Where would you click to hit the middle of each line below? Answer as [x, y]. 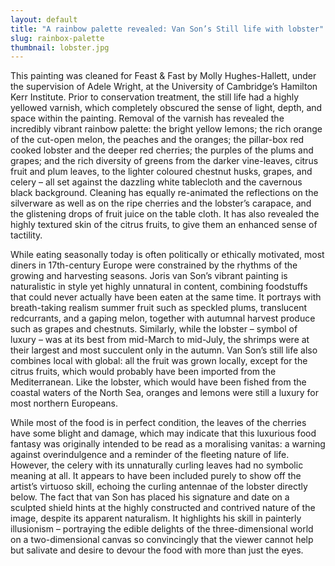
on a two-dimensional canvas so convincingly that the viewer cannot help [162, 540]
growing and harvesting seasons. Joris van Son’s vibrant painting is [149, 276]
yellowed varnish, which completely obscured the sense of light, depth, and [166, 108]
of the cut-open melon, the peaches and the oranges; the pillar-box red [157, 140]
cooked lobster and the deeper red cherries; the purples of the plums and [162, 150]
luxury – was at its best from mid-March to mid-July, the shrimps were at [160, 340]
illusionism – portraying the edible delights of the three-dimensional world [162, 529]
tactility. [26, 235]
